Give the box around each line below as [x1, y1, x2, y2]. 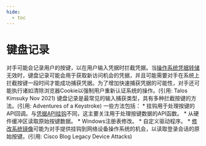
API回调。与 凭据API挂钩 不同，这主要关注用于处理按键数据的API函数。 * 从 [6, 110, 194, 117]
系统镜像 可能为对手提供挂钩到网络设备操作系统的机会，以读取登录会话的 [11, 125, 194, 133]
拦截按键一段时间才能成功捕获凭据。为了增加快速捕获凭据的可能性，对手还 [6, 79, 194, 87]
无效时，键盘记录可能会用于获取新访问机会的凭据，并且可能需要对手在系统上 [6, 71, 200, 79]
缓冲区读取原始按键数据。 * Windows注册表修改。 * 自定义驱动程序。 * [11, 117, 191, 125]
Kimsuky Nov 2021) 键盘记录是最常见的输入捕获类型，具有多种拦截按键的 [6, 95, 191, 102]
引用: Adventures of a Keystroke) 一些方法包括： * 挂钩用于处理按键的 [19, 102, 195, 110]
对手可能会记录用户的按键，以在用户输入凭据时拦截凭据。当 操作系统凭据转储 [6, 64, 200, 71]
